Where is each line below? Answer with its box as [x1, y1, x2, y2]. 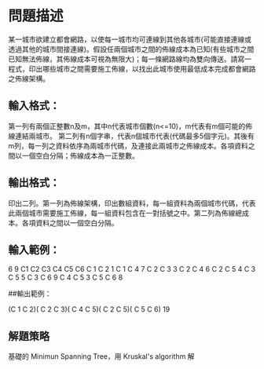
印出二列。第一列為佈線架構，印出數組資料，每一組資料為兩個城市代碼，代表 [8, 198, 256, 208]
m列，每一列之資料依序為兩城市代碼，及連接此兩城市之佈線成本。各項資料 [8, 141, 249, 150]
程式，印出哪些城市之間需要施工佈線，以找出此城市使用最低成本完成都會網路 [8, 64, 256, 73]
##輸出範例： [8, 289, 52, 298]
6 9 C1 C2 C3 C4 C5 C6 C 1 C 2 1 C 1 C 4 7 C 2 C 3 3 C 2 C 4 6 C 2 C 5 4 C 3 [8, 265, 256, 274]
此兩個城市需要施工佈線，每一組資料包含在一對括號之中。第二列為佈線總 [8, 208, 242, 217]
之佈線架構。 [8, 74, 49, 83]
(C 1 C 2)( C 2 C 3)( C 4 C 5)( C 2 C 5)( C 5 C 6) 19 [8, 305, 170, 314]
